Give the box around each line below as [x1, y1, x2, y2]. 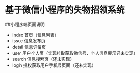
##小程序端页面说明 [5, 21, 45, 27]
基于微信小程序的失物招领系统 [5, 4, 125, 16]
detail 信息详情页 [12, 44, 46, 50]
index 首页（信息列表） [12, 32, 59, 37]
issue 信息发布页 [12, 37, 46, 44]
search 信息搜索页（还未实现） [12, 56, 75, 62]
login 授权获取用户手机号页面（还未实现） [12, 62, 96, 68]
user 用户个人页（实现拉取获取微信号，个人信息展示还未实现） [12, 50, 138, 56]
